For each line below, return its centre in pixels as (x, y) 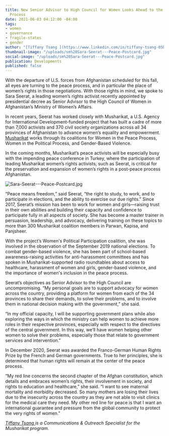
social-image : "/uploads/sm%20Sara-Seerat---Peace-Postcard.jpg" (75, 57)
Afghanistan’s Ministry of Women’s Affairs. (49, 107)
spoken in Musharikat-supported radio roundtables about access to (75, 262)
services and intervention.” (33, 341)
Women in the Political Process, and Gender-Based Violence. (68, 143)
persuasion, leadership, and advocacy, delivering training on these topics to (84, 221)
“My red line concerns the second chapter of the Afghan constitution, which (84, 376)
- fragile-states (23, 38)
